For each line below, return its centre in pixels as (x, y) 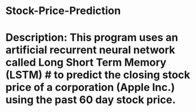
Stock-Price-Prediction (63, 11)
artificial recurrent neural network (90, 50)
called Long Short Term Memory (86, 62)
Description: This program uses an (92, 38)
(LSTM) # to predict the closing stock (98, 75)
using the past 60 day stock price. (91, 100)
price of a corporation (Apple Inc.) (90, 88)
